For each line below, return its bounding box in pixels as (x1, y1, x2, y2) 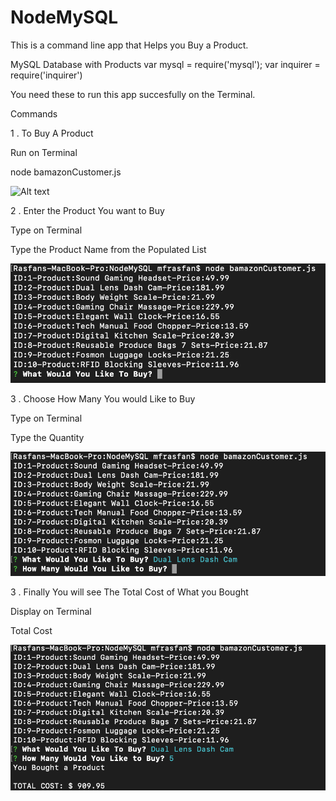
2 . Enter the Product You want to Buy (10, 204, 165, 216)
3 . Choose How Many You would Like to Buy (10, 392, 196, 405)
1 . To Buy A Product (10, 127, 94, 139)
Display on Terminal (10, 605, 92, 617)
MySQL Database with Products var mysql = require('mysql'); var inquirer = (10, 58, 321, 70)
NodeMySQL (10, 6, 118, 29)
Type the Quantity (10, 431, 85, 443)
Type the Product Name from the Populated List (10, 243, 207, 255)
